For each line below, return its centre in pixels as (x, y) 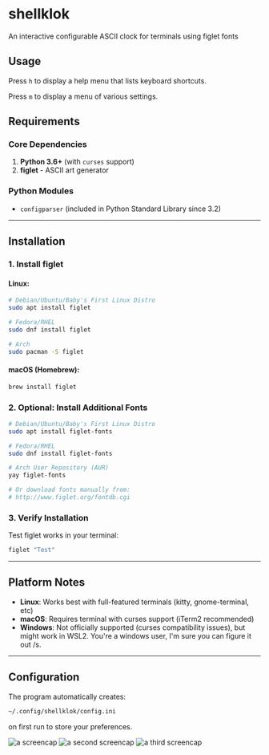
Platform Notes (47, 582)
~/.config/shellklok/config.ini (62, 711)
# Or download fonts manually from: (69, 490)
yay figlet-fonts (37, 475)
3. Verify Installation (48, 518)
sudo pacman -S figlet (46, 351)
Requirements (44, 122)
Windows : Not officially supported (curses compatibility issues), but (132, 627)
